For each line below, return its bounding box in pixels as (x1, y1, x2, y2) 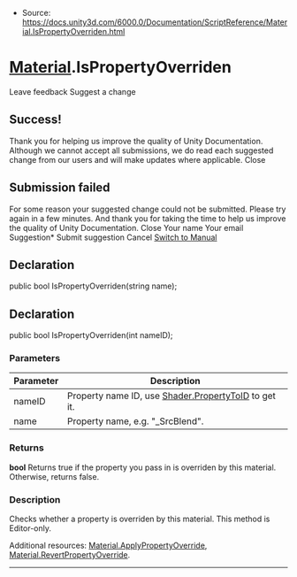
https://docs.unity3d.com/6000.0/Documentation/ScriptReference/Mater (21, 17, 288, 27)
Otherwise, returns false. (9, 471, 100, 481)
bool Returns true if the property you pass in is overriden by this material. (9, 462, 277, 473)
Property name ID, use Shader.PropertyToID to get (66, 389, 277, 402)
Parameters (9, 352, 60, 365)
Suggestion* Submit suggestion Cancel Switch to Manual (9, 232, 217, 242)
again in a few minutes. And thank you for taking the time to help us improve (9, 212, 286, 224)
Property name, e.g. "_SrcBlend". (66, 415, 204, 427)
